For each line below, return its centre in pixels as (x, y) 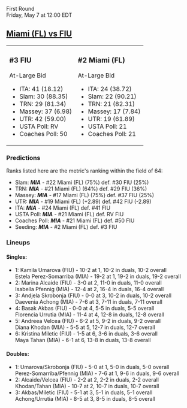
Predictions (23, 158)
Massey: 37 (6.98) (46, 111)
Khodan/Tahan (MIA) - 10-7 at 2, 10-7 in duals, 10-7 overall (87, 386)
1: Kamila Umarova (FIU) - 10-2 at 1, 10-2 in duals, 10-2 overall (91, 270)
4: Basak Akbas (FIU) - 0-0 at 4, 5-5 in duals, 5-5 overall (85, 309)
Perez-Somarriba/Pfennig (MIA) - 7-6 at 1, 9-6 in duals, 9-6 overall (97, 373)
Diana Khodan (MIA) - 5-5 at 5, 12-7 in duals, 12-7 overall (85, 327)
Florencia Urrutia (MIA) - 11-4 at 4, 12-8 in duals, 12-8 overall (90, 315)
